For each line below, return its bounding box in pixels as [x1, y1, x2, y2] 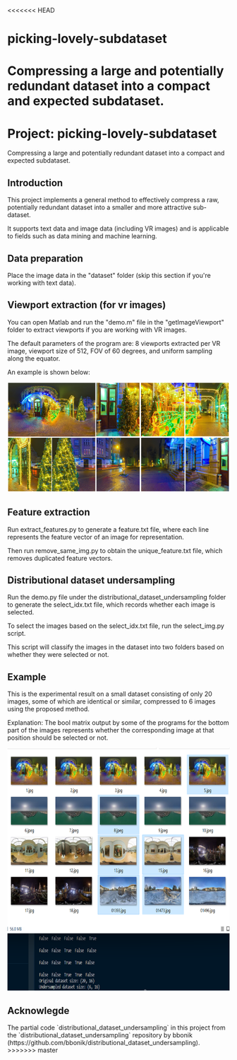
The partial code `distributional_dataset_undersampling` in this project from [7, 1023, 226, 1032]
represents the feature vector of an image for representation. [7, 532, 185, 541]
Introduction [7, 177, 63, 189]
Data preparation [7, 252, 83, 264]
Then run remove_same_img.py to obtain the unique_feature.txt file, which [7, 546, 223, 554]
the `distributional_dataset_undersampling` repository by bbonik [7, 1031, 193, 1039]
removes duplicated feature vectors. [7, 554, 113, 562]
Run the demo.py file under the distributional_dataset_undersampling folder [7, 593, 226, 602]
